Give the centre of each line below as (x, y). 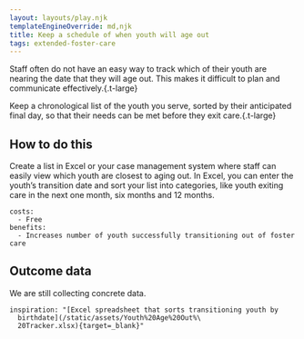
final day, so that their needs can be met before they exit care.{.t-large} (143, 115)
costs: (22, 212)
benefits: (28, 228)
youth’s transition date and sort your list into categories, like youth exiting (147, 185)
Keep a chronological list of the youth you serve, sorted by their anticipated (151, 106)
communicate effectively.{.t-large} (74, 88)
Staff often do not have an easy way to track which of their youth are (138, 69)
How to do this (51, 144)
